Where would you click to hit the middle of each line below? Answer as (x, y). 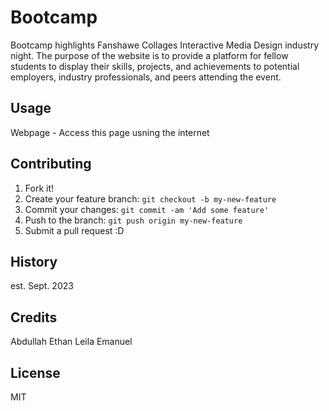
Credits (34, 317)
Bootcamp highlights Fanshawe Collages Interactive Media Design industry (165, 45)
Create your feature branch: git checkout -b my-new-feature (150, 198)
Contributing (51, 164)
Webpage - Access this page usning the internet (110, 132)
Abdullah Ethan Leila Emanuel (71, 342)
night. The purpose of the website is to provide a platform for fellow (149, 55)
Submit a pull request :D (74, 230)
